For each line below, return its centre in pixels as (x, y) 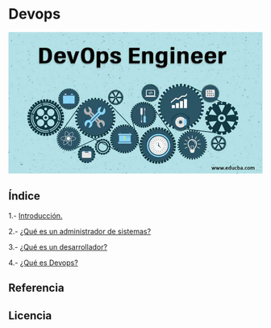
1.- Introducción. (35, 216)
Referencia (36, 288)
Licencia (30, 315)
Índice (24, 196)
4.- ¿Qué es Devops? (43, 263)
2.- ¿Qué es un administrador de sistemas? (80, 231)
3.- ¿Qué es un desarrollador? (58, 246)
